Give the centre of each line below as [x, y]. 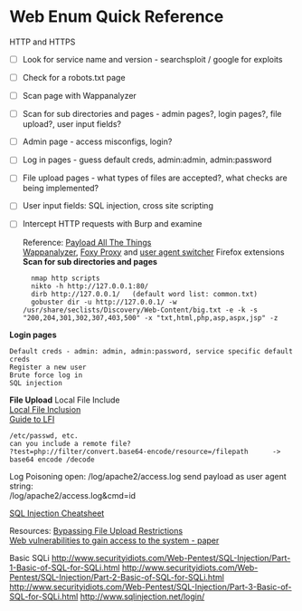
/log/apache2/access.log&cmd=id [73, 495]
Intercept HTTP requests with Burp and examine [112, 224]
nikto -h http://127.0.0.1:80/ [90, 286]
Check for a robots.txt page [74, 78]
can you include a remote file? [70, 443]
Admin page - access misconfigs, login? [97, 141]
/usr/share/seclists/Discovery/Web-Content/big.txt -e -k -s [140, 310]
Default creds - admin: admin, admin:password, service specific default [151, 351]
